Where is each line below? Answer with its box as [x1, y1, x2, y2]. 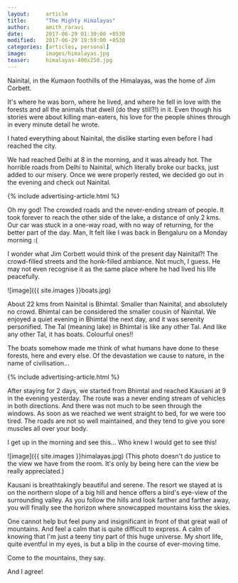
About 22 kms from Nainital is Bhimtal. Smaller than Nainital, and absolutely [7, 299, 228, 308]
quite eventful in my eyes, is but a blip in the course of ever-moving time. [7, 540, 221, 548]
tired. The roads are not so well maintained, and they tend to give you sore [7, 417, 225, 425]
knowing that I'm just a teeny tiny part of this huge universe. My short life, [7, 532, 223, 540]
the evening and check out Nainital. [7, 178, 112, 186]
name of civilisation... [7, 358, 70, 367]
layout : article [7, 10, 69, 18]
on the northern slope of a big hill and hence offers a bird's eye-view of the [7, 488, 227, 496]
